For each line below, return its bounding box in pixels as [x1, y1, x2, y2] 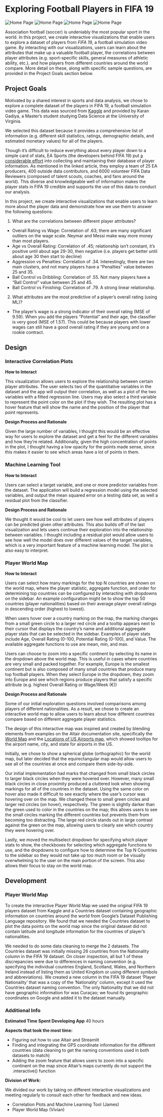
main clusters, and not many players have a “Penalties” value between [12, 264, 153, 270]
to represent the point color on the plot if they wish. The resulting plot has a [5, 399, 157, 405]
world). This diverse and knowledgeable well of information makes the [5, 178, 146, 184]
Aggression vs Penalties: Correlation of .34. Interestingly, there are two [12, 258, 154, 264]
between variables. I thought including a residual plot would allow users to [5, 532, 154, 538]
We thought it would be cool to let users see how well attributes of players [5, 516, 154, 522]
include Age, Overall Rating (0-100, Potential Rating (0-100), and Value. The [5, 636, 157, 642]
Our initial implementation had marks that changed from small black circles [5, 770, 155, 776]
